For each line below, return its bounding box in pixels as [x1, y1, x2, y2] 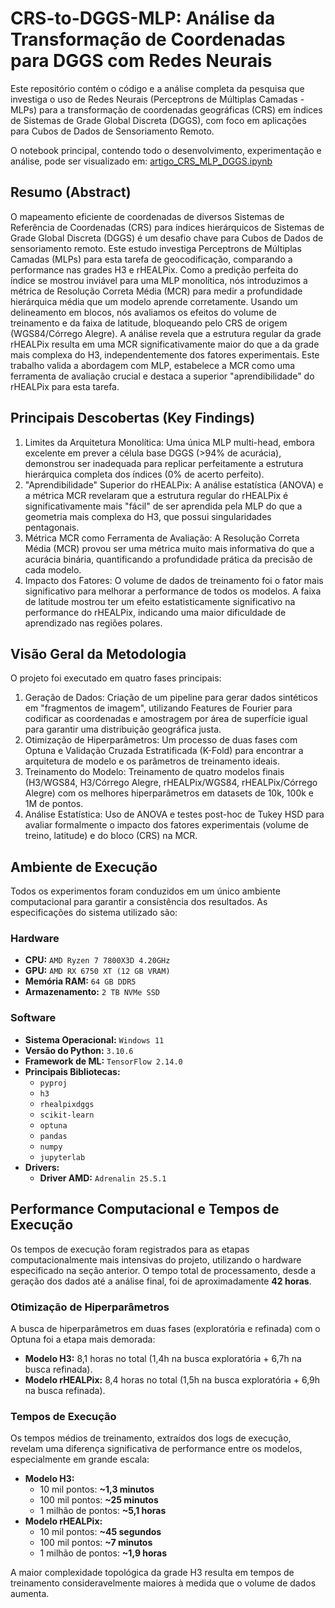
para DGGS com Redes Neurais [10, 50, 273, 72]
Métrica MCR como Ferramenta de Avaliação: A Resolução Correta [24, 532, 300, 544]
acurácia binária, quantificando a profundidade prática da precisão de [24, 553, 313, 565]
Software [10, 1011, 57, 1025]
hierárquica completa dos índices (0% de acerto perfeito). [24, 468, 265, 480]
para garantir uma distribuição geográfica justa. [24, 723, 222, 736]
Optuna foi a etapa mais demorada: [10, 1333, 156, 1345]
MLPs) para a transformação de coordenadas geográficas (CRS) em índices [10, 103, 323, 116]
